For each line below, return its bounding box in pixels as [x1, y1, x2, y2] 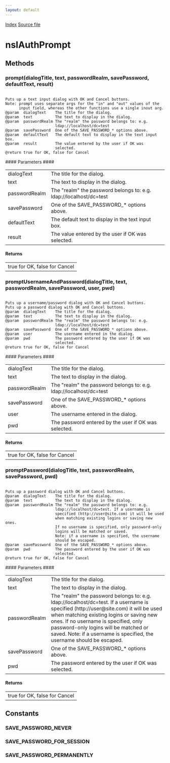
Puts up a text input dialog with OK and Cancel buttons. [5, 97, 130, 102]
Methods [5, 59, 34, 68]
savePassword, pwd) [5, 473, 58, 480]
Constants [5, 709, 39, 718]
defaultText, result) [5, 81, 54, 88]
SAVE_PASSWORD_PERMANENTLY [5, 751, 94, 758]
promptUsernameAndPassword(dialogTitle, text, [5, 278, 127, 285]
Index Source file [5, 21, 40, 27]
